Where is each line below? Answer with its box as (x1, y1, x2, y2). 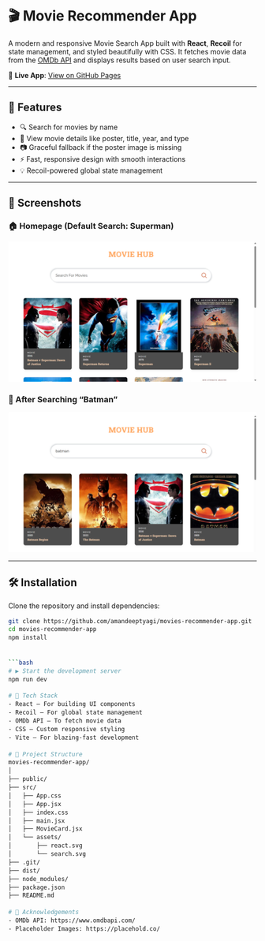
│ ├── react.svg (8, 842, 83, 850)
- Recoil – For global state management (8, 708, 144, 717)
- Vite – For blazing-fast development (8, 734, 140, 741)
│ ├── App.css (8, 791, 62, 800)
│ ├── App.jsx (8, 800, 62, 808)
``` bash (8, 659, 34, 667)
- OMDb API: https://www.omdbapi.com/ (8, 917, 136, 924)
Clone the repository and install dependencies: (8, 601, 160, 611)
